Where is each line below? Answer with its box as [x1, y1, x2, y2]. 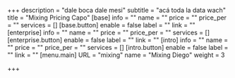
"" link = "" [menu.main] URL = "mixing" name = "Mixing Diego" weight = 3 [7, 51, 225, 59]
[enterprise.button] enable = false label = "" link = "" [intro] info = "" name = [7, 36, 229, 44]
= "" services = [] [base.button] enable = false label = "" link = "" [7, 21, 195, 29]
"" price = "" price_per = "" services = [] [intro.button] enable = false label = [7, 44, 229, 51]
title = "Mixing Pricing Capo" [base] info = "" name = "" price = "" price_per [7, 13, 227, 22]
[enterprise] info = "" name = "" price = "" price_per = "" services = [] [7, 28, 210, 37]
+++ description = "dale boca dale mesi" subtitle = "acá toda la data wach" [7, 6, 226, 14]
